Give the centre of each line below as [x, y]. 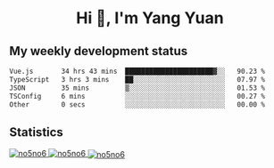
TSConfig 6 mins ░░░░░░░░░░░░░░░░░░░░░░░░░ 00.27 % [137, 96]
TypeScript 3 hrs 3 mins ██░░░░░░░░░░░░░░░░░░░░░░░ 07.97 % [137, 79]
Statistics [37, 132]
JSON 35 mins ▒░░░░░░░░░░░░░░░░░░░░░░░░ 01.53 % [137, 88]
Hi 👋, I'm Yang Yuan [150, 18]
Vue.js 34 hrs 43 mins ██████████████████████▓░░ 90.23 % [137, 71]
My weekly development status [99, 51]
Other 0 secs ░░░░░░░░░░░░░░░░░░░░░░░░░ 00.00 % [137, 104]
